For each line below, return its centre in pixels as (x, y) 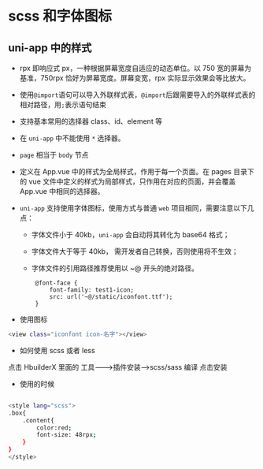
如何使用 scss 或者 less (57, 350)
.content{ (39, 420)
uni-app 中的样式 (50, 48)
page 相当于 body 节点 (54, 155)
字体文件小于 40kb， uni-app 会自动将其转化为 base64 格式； (130, 234)
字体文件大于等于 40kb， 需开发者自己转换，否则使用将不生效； (135, 251)
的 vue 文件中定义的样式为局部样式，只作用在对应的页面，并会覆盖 (128, 181)
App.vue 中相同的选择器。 (62, 191)
